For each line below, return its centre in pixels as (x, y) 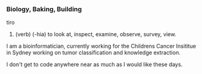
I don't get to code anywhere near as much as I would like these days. (95, 65)
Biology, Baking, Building (44, 9)
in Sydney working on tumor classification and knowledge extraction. (93, 53)
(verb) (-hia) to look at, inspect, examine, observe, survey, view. (95, 34)
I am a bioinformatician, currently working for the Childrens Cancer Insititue (101, 46)
